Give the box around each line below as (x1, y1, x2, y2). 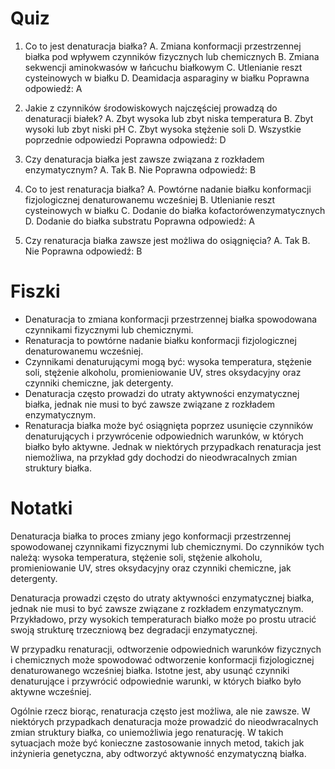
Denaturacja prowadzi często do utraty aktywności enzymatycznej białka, (10, 592, 315, 604)
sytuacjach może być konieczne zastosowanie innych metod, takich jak (10, 737, 305, 749)
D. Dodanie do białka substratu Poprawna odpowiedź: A (24, 215, 255, 227)
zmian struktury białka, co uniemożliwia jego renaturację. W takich (10, 726, 284, 738)
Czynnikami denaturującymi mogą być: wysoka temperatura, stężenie (24, 355, 312, 367)
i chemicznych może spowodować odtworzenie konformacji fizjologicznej (10, 653, 315, 666)
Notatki (10, 497, 73, 520)
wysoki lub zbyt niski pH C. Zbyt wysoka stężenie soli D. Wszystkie (24, 123, 302, 135)
